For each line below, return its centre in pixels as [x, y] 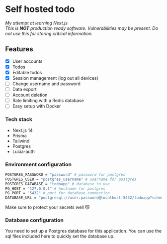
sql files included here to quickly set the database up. [60, 236]
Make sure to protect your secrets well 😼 [47, 207]
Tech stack [19, 120]
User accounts [27, 61]
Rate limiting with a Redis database [48, 101]
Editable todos [27, 72]
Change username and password [46, 84]
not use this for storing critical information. [49, 33]
